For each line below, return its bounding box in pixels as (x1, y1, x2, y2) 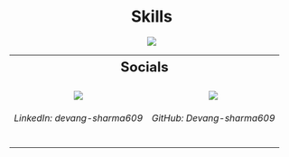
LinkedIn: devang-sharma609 (14, 112, 143, 125)
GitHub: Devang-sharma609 (152, 112, 275, 125)
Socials (120, 58, 169, 76)
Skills (130, 6, 173, 27)
